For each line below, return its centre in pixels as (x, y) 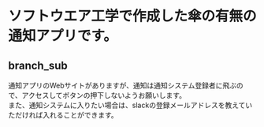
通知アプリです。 (63, 36)
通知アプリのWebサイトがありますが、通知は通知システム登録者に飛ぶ (123, 85)
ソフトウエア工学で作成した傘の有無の (133, 16)
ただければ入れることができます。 (63, 115)
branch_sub (38, 65)
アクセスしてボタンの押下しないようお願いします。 (104, 95)
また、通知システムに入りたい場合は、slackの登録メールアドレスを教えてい (130, 105)
